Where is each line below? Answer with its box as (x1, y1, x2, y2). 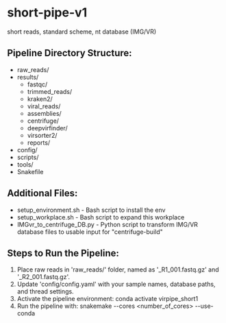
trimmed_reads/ (27, 87, 73, 95)
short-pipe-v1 (7, 5, 88, 21)
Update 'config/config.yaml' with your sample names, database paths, (16, 280, 216, 289)
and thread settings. (16, 287, 74, 296)
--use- (194, 302, 214, 310)
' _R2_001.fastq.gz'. (16, 273, 71, 281)
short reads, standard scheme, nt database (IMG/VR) (7, 27, 157, 36)
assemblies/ (27, 109, 62, 117)
